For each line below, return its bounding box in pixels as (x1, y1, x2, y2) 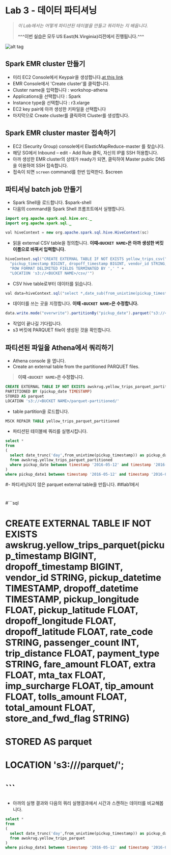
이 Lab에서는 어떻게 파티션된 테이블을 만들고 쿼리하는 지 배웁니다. (17, 22, 149, 29)
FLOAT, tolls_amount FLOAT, (5, 691, 127, 703)
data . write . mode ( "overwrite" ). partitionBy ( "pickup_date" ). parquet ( (5, 310, 152, 316)
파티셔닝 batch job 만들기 (5, 185, 82, 194)
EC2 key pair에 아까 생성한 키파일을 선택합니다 (12, 106, 106, 112)
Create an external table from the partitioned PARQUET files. (12, 364, 140, 370)
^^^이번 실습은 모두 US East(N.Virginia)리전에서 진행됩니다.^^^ (17, 33, 145, 39)
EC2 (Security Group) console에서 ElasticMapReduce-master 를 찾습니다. (12, 143, 165, 149)
